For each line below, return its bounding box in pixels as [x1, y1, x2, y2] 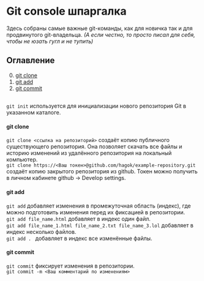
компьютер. [6, 156, 38, 163]
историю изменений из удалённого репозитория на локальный [6, 149, 172, 157]
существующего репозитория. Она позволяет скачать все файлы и [6, 143, 183, 151]
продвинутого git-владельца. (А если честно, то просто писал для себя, [6, 31, 195, 38]
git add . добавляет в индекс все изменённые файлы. [6, 234, 153, 242]
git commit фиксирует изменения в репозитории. [6, 262, 135, 269]
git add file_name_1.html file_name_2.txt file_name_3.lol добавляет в [6, 222, 194, 229]
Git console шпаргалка [6, 4, 127, 18]
